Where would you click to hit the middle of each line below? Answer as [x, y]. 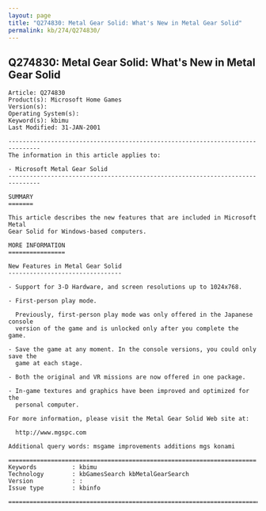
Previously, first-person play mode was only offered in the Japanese [134, 315]
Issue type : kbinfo [55, 488]
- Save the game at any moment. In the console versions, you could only [133, 349]
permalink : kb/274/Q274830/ [55, 30]
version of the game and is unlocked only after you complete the [127, 329]
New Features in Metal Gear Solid [65, 266]
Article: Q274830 [37, 93]
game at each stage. [49, 364]
